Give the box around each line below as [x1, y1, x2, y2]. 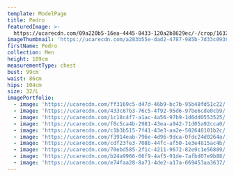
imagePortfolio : [7, 95, 54, 102]
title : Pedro [7, 17, 45, 24]
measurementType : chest [7, 62, 77, 69]
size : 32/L [7, 88, 39, 95]
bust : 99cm [7, 68, 39, 75]
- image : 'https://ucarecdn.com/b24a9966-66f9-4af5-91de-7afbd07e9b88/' [13, 153, 229, 160]
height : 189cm [7, 56, 49, 63]
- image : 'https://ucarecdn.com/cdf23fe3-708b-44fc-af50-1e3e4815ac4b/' [13, 140, 229, 147]
